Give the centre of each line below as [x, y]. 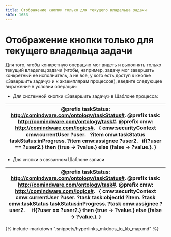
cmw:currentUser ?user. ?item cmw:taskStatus [85, 135]
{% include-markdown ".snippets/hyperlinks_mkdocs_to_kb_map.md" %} [82, 229]
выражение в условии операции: [41, 87]
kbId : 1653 [17, 15]
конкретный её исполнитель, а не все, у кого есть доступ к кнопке [78, 76]
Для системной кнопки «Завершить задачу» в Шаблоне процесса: [85, 96]
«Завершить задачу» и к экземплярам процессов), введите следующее [84, 81]
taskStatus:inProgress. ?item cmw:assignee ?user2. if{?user [85, 141]
